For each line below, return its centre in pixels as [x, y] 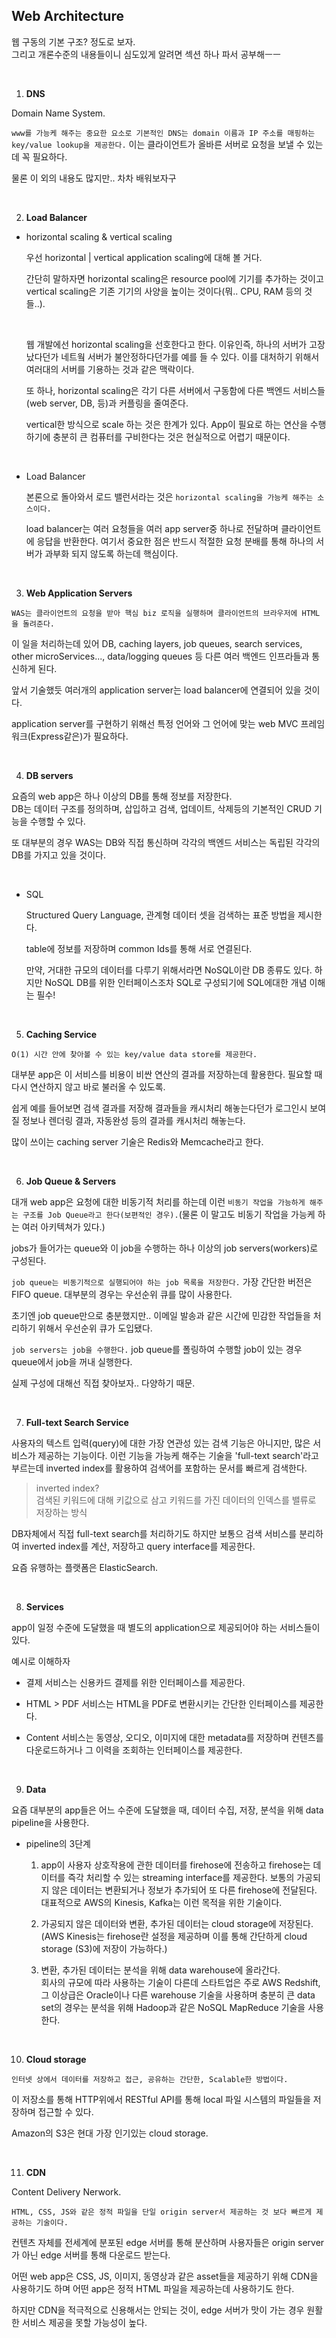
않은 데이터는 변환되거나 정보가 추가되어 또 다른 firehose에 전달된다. [184, 1890]
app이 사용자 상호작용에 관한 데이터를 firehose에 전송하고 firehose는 [175, 1865]
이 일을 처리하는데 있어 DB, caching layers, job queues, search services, [157, 643]
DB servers [49, 775]
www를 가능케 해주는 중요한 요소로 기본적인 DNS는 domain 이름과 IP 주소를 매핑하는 [163, 133]
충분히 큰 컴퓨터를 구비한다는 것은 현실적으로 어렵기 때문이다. [171, 436]
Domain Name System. [58, 113]
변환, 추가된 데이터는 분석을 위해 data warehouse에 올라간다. [160, 1970]
